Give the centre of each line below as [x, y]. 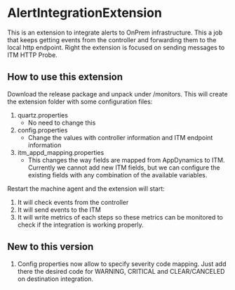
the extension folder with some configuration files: [80, 101]
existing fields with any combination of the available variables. [117, 175]
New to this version [51, 247]
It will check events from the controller [73, 202]
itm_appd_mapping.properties [61, 152]
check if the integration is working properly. [80, 225]
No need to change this [62, 122]
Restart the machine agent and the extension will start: [86, 189]
